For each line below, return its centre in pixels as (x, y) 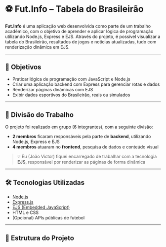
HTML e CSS (25, 212)
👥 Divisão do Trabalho (40, 115)
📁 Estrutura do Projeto (40, 238)
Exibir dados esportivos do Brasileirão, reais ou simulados (71, 95)
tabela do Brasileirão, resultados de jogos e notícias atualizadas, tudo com (81, 41)
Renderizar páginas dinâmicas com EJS (53, 89)
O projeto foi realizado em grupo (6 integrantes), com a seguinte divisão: (79, 127)
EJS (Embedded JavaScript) (41, 208)
